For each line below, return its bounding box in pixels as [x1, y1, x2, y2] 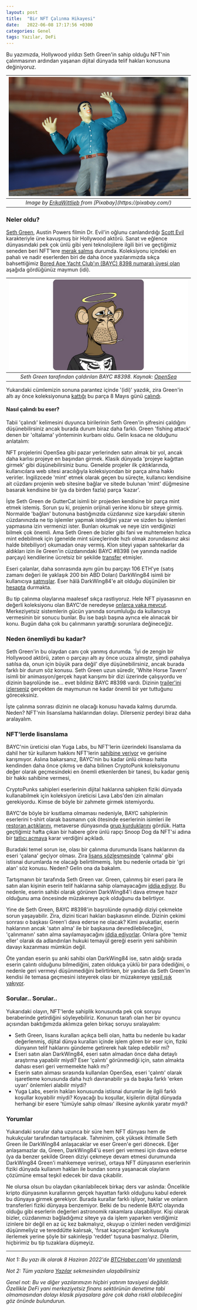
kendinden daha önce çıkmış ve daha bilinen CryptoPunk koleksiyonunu [6, 762, 180, 769]
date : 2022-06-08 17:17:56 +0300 [6, 22, 93, 28]
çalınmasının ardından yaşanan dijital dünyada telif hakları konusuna [6, 57, 170, 65]
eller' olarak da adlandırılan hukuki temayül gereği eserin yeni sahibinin [6, 937, 177, 944]
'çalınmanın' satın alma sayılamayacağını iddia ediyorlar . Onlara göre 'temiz [6, 931, 188, 938]
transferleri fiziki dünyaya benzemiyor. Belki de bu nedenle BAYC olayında [6, 1202, 185, 1209]
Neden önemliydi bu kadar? [6, 634, 86, 643]
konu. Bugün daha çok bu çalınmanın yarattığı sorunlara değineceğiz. [6, 620, 174, 627]
